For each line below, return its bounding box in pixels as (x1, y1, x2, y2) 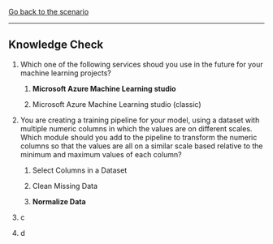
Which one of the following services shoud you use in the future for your (19, 59, 263, 69)
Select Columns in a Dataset (32, 165, 128, 175)
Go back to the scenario (8, 7, 89, 16)
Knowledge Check (8, 38, 104, 52)
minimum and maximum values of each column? (19, 149, 182, 159)
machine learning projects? (19, 68, 112, 78)
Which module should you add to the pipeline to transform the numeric (19, 132, 258, 142)
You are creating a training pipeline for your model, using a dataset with (19, 115, 260, 125)
